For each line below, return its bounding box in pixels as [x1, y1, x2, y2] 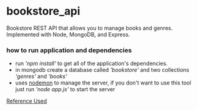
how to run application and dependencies [6, 46, 132, 54]
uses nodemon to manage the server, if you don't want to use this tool [15, 79, 192, 86]
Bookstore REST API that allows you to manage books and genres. [6, 24, 173, 32]
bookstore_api [6, 4, 81, 18]
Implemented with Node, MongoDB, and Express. [6, 30, 131, 38]
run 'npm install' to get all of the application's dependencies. [15, 60, 168, 67]
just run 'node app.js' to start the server [15, 86, 115, 93]
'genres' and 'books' [15, 73, 67, 80]
